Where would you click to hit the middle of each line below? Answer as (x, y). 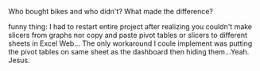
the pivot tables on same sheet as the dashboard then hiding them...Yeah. (129, 52)
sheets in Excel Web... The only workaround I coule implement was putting (130, 43)
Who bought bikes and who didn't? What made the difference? (111, 11)
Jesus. (19, 60)
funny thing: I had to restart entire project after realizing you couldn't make (130, 26)
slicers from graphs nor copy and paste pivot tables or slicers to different (128, 35)
